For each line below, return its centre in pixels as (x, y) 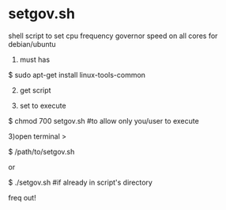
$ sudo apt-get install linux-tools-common (77, 74)
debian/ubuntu (32, 44)
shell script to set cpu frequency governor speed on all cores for (113, 36)
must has (34, 59)
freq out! (23, 197)
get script (35, 90)
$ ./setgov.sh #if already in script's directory (80, 182)
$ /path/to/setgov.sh (41, 151)
